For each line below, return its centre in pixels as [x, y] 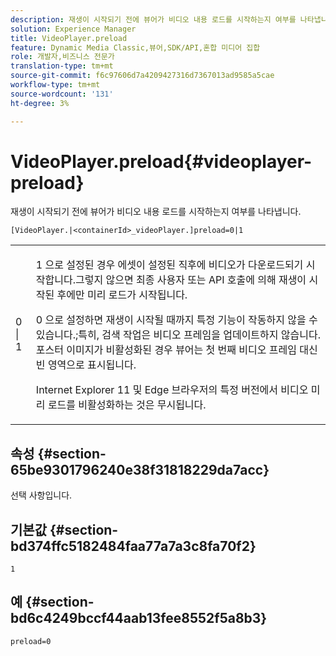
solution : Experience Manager [73, 29]
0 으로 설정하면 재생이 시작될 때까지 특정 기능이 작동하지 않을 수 [176, 320]
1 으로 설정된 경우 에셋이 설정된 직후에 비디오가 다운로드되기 [169, 265]
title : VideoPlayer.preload [69, 38]
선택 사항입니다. [41, 495]
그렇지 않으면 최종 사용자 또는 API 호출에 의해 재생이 [191, 280]
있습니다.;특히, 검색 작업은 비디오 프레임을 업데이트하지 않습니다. [178, 335]
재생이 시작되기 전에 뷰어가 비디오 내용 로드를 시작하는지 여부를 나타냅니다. [156, 212]
